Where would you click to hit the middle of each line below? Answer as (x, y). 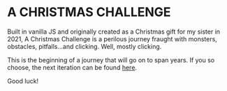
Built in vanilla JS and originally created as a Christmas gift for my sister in (114, 31)
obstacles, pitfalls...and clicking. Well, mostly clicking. (85, 46)
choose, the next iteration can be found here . (72, 67)
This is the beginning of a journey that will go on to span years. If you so (111, 59)
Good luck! (23, 80)
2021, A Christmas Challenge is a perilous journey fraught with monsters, (112, 38)
